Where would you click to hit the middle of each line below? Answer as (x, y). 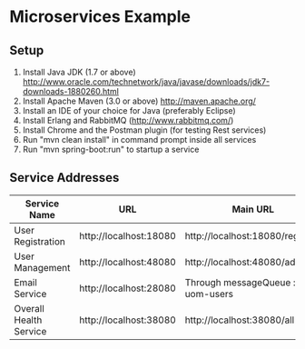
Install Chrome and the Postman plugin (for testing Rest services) (144, 130)
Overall (29, 308)
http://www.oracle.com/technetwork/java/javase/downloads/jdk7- (146, 82)
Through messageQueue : (241, 282)
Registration (39, 241)
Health (28, 320)
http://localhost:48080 (128, 262)
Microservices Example (100, 17)
